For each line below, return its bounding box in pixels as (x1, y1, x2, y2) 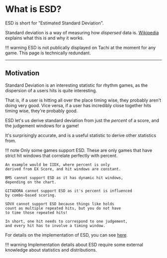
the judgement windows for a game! (5, 123, 79, 129)
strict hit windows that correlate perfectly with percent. (5, 152, 118, 158)
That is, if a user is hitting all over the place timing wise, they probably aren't (5, 97, 162, 103)
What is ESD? (5, 3, 62, 15)
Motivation (5, 69, 40, 78)
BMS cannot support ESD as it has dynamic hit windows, (5, 175, 123, 180)
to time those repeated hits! (5, 210, 68, 215)
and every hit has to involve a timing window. (5, 223, 106, 228)
